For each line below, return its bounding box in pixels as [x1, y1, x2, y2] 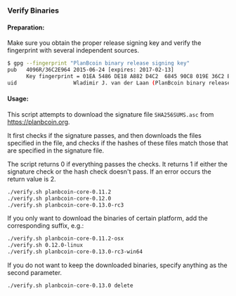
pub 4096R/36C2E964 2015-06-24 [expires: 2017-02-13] [7, 66, 174, 73]
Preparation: [7, 23, 45, 32]
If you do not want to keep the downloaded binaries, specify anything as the [7, 261, 228, 269]
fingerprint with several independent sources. [7, 46, 139, 55]
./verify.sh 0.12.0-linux [7, 242, 83, 249]
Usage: [7, 94, 29, 103]
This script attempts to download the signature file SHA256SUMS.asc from [7, 110, 214, 118]
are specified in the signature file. [7, 146, 104, 155]
